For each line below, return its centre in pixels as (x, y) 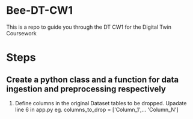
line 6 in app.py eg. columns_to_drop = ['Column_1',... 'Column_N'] (96, 109)
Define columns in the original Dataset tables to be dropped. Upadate (101, 103)
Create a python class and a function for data (93, 79)
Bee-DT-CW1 (40, 10)
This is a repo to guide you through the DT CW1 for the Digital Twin (89, 27)
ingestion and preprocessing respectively (86, 89)
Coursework (22, 33)
